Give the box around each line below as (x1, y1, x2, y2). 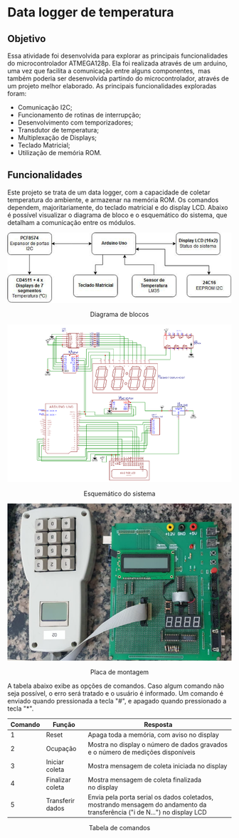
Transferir (46, 797, 75, 805)
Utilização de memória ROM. (17, 149, 102, 157)
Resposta (144, 720, 173, 728)
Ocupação (46, 744, 77, 753)
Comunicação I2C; (17, 103, 73, 111)
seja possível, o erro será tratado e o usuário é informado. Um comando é (7, 689, 224, 698)
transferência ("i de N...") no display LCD (87, 807, 207, 816)
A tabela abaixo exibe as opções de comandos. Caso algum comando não (7, 681, 225, 691)
